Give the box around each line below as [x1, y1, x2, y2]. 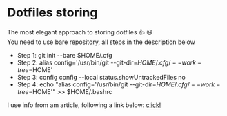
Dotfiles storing [7, 5, 98, 21]
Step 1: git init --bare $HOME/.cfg [17, 51, 112, 59]
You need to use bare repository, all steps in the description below [7, 38, 195, 46]
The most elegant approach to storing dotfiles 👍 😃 [7, 27, 153, 36]
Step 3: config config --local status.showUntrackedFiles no [17, 73, 186, 81]
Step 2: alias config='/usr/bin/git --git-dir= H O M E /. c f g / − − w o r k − [17, 58, 202, 67]
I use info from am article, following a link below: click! [7, 101, 161, 109]
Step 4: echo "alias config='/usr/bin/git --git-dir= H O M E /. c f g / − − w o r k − [17, 80, 221, 89]
